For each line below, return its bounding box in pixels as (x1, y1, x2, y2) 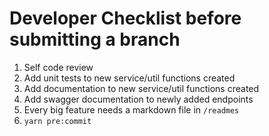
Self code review (23, 61, 94, 73)
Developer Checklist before (9, 7, 242, 30)
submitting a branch (9, 28, 181, 51)
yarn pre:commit (23, 116, 92, 126)
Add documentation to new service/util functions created (23, 82, 260, 94)
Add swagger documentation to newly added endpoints (23, 93, 254, 105)
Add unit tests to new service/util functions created (23, 72, 236, 84)
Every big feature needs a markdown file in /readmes (23, 103, 240, 116)
